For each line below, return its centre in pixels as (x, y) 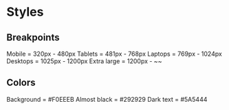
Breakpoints (33, 37)
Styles (25, 12)
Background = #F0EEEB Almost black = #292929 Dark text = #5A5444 (107, 99)
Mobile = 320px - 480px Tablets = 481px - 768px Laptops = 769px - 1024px (115, 54)
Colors (21, 83)
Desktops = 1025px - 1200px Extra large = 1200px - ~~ (84, 61)
